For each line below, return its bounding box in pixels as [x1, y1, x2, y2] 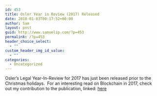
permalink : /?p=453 [5, 35, 45, 40]
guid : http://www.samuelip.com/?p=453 [5, 30, 84, 35]
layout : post [5, 25, 32, 30]
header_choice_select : [5, 39, 51, 44]
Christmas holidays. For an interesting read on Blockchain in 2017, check [5, 80, 152, 86]
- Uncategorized [9, 62, 43, 67]
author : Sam [5, 21, 29, 26]
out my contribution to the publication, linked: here [5, 86, 107, 92]
